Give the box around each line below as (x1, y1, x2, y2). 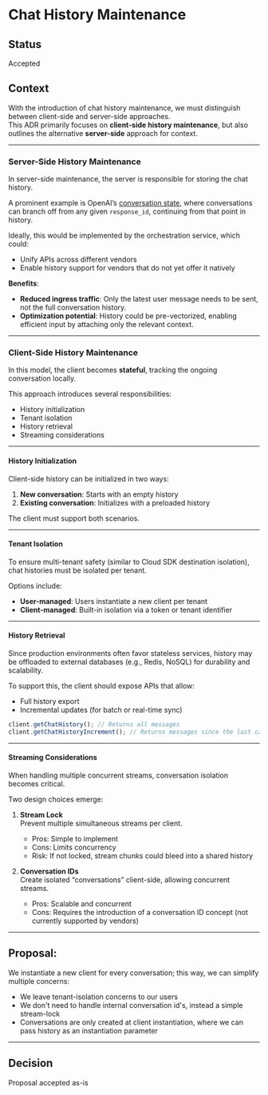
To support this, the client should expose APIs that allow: (8, 681, 195, 691)
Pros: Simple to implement (31, 833, 118, 843)
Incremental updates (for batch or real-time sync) (19, 705, 183, 715)
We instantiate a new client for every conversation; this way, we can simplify (8, 968, 259, 977)
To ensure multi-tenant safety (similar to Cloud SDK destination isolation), (8, 557, 250, 566)
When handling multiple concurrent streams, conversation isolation (8, 770, 229, 780)
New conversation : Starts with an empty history (19, 490, 179, 499)
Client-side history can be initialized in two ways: (8, 474, 169, 483)
